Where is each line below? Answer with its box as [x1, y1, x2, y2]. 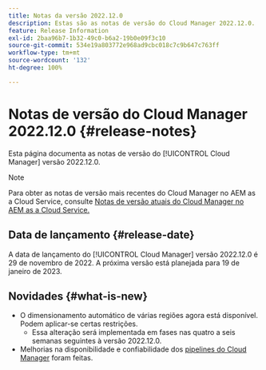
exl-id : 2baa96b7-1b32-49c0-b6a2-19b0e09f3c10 [8, 34, 166, 42]
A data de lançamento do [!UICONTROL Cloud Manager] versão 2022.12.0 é [8, 249, 258, 259]
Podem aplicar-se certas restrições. [19, 319, 138, 328]
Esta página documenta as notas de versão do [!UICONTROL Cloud [8, 149, 230, 158]
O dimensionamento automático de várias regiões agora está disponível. [19, 311, 258, 320]
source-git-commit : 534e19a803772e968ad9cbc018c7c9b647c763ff [8, 42, 220, 50]
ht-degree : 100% [8, 64, 62, 72]
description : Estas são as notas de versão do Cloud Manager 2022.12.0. [8, 19, 256, 27]
